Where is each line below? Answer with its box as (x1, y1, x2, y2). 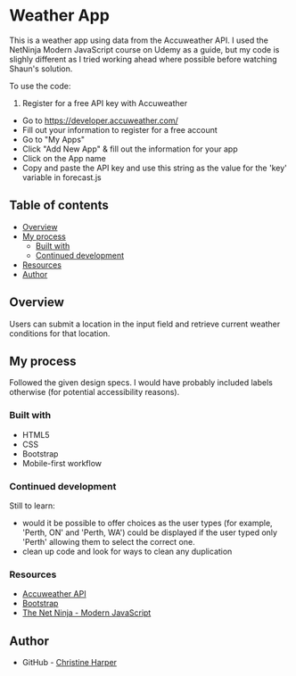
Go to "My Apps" (21, 134, 86, 144)
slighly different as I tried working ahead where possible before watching (9, 54, 278, 64)
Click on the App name (21, 153, 107, 163)
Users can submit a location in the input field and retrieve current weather (9, 318, 281, 329)
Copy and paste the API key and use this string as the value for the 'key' (21, 162, 287, 173)
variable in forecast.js (21, 171, 102, 183)
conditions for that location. (9, 327, 111, 339)
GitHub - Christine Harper (21, 657, 118, 668)
